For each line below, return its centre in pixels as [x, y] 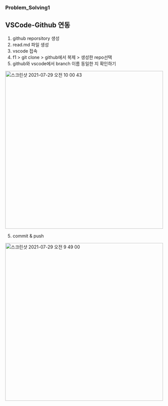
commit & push [28, 236]
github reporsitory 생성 [36, 38]
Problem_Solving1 [28, 8]
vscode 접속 [25, 51]
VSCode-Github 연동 [38, 25]
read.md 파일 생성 [31, 44]
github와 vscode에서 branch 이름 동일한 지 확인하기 [64, 63]
